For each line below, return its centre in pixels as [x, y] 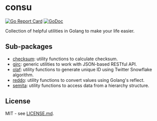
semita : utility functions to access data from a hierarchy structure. [81, 85]
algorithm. [23, 75]
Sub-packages [29, 47]
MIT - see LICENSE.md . [30, 113]
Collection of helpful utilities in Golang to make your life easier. [70, 31]
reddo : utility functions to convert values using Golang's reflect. [78, 80]
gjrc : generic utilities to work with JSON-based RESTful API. [75, 64]
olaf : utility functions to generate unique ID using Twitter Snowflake [82, 69]
